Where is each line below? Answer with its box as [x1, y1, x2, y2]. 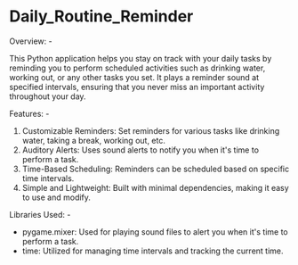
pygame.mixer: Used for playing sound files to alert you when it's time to [21, 226, 288, 237]
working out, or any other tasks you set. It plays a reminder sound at [9, 71, 260, 82]
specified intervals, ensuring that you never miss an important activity [9, 81, 265, 92]
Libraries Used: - [9, 209, 71, 219]
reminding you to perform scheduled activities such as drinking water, [9, 62, 266, 73]
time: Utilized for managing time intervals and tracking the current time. [21, 245, 284, 256]
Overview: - [9, 36, 52, 46]
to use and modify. [21, 192, 92, 203]
